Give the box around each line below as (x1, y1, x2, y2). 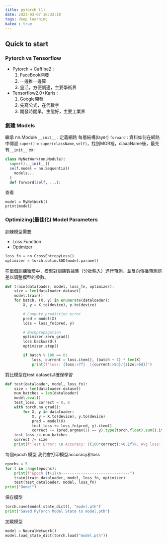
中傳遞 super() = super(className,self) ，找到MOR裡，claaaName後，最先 (5, 141, 160, 147)
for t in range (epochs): (5, 466, 57, 471)
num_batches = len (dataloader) (14, 391, 79, 396)
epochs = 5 (5, 461, 28, 466)
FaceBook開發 (19, 72, 50, 78)
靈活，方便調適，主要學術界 (19, 84, 77, 90)
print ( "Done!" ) (5, 485, 37, 490)
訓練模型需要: (5, 228, 33, 234)
